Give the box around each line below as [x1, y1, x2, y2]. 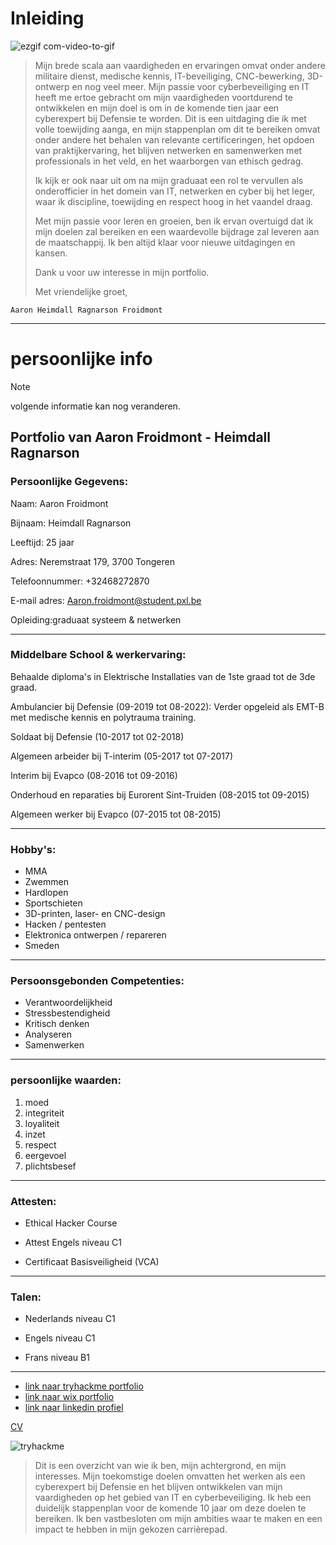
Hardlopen [24, 887, 69, 899]
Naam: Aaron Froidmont [10, 497, 109, 509]
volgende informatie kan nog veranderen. [10, 400, 181, 412]
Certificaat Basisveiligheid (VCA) [24, 1256, 160, 1268]
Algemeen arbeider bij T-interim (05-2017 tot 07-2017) [10, 750, 234, 762]
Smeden [24, 940, 60, 952]
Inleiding [10, 7, 85, 30]
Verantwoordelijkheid [24, 997, 113, 1009]
